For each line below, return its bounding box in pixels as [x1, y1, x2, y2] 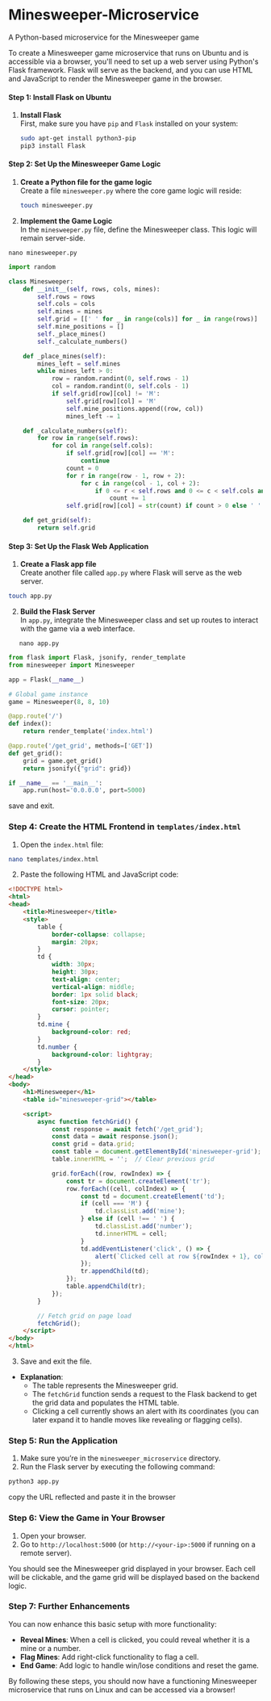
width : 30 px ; [51, 961, 95, 969]
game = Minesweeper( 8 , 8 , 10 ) [8, 698, 110, 706]
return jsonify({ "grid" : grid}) [23, 765, 131, 773]
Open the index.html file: [19, 840, 104, 849]
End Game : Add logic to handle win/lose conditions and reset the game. [19, 1661, 260, 1670]
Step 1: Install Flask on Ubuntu [8, 92, 111, 102]
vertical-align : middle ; [51, 982, 135, 991]
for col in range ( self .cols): [51, 442, 153, 450]
